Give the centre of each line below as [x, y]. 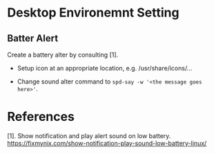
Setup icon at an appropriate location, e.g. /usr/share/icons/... [105, 68]
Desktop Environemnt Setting [93, 13]
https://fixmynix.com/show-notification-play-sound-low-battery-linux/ [107, 143]
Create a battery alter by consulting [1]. [63, 55]
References [41, 117]
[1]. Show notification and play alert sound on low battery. [89, 135]
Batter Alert [33, 38]
